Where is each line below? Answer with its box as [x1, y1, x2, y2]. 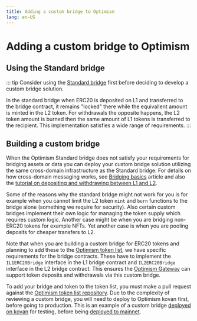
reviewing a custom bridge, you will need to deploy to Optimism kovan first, [6, 296, 189, 303]
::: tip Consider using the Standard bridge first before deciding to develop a [6, 79, 189, 86]
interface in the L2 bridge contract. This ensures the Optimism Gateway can [6, 265, 191, 273]
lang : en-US [6, 14, 35, 20]
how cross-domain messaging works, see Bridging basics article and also [6, 173, 186, 180]
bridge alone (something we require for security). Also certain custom [6, 203, 176, 210]
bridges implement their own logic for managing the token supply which [6, 210, 181, 217]
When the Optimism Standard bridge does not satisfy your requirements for [6, 154, 190, 161]
